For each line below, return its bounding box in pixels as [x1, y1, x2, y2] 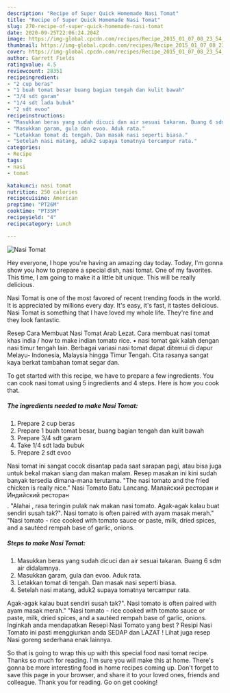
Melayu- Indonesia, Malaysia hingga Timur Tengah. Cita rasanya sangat [7, 351, 209, 359]
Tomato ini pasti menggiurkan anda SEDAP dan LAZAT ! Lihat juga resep [7, 628, 211, 636]
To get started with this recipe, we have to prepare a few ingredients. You [7, 372, 214, 380]
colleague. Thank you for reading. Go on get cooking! [7, 678, 158, 686]
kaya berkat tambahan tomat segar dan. [7, 358, 120, 366]
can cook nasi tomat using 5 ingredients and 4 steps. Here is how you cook [7, 378, 220, 387]
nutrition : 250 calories [7, 188, 78, 196]
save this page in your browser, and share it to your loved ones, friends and [7, 670, 220, 679]
